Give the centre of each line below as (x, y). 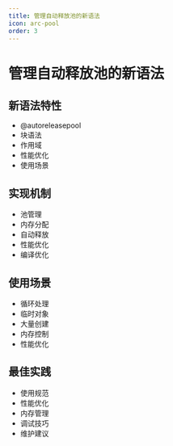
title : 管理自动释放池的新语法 (54, 16)
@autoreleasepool (51, 125)
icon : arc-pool (34, 23)
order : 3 (23, 31)
